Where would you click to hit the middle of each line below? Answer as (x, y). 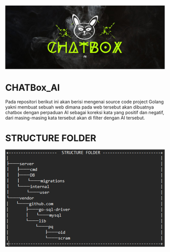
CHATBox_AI (33, 88)
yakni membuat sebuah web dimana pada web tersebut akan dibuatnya (80, 107)
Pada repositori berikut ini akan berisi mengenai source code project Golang (84, 102)
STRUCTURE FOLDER (51, 138)
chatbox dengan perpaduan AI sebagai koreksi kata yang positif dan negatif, (85, 113)
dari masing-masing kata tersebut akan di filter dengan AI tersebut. (75, 118)
